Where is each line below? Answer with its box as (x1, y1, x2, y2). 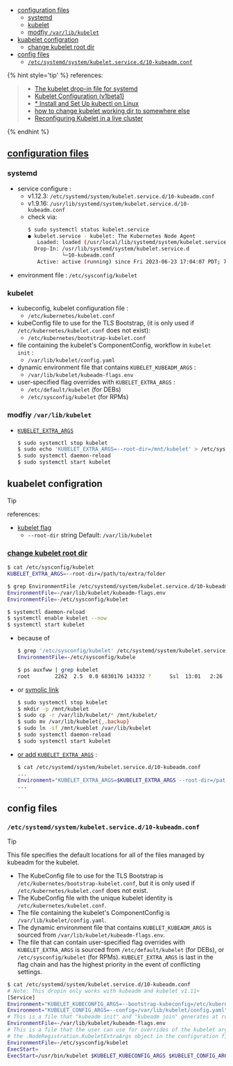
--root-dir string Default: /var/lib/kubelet (27, 531, 153, 539)
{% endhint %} (7, 128, 50, 136)
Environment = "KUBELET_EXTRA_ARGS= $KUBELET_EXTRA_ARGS (17, 777, 176, 784)
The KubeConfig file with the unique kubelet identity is (17, 894, 173, 902)
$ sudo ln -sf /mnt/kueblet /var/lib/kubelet (17, 725, 151, 732)
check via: (27, 212, 58, 221)
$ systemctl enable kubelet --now (7, 615, 107, 622)
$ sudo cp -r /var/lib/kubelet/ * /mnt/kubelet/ (17, 712, 157, 719)
